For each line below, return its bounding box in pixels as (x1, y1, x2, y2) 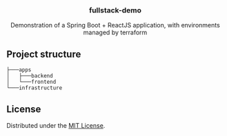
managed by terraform (83, 28, 148, 36)
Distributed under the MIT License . (6, 121, 106, 129)
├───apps (6, 67, 32, 73)
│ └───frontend (6, 78, 57, 86)
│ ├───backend (6, 73, 53, 80)
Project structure (6, 48, 81, 60)
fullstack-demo (88, 5, 142, 15)
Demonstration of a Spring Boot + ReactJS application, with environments (10, 21, 220, 30)
